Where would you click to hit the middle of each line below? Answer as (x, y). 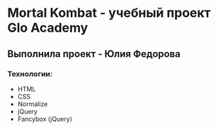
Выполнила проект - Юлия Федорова (94, 54)
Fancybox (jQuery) (45, 119)
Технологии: (30, 74)
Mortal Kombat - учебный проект (109, 13)
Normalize (33, 104)
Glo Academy (48, 28)
